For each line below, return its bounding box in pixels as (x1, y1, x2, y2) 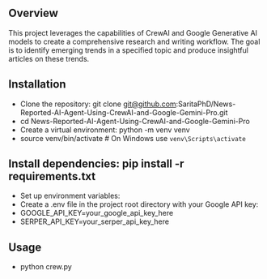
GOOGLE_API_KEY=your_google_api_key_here (19, 208, 174, 218)
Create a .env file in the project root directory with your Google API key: (19, 200, 259, 209)
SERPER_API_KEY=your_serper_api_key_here (19, 217, 170, 226)
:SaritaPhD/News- (176, 99, 236, 109)
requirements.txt (8, 170, 96, 183)
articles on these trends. (8, 54, 90, 63)
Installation (8, 77, 66, 92)
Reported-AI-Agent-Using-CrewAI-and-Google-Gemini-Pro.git (19, 107, 228, 117)
